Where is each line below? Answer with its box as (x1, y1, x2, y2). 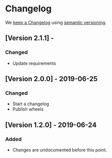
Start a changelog (12, 101, 49, 107)
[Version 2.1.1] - (5, 34, 54, 42)
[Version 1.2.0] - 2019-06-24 (5, 121, 97, 129)
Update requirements (12, 60, 56, 66)
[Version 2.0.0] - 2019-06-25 (5, 75, 98, 83)
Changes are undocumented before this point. (12, 147, 107, 153)
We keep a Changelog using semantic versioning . (5, 19, 107, 25)
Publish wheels (12, 106, 44, 112)
